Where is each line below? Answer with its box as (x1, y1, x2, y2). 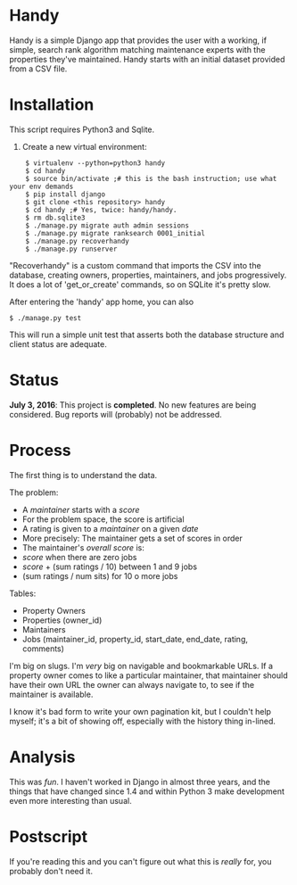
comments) (21, 643, 65, 654)
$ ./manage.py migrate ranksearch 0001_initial (25, 228, 205, 237)
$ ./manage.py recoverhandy (25, 236, 129, 245)
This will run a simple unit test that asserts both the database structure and (9, 329, 285, 340)
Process (9, 441, 71, 460)
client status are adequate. (9, 338, 107, 349)
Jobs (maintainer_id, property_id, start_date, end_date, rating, (21, 633, 248, 644)
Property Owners (21, 605, 87, 616)
